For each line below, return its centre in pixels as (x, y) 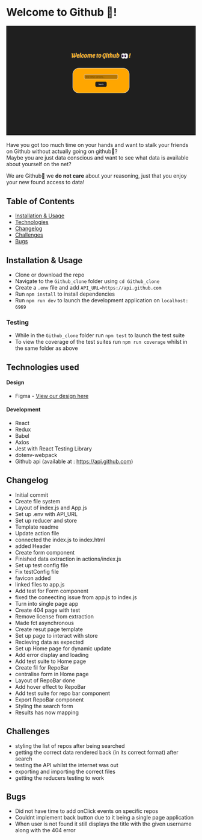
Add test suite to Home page (50, 661)
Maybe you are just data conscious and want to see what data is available (97, 158)
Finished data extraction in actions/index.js (68, 559)
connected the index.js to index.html (60, 540)
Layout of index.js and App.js (51, 508)
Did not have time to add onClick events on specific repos (86, 811)
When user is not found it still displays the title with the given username (103, 824)
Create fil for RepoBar (42, 667)
